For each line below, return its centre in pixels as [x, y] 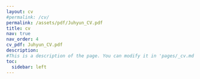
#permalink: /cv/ [28, 17]
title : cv [19, 28]
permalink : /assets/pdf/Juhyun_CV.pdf [54, 23]
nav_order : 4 [22, 39]
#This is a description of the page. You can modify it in [81, 56]
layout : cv [20, 12]
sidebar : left [29, 67]
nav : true [19, 34]
